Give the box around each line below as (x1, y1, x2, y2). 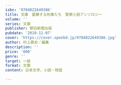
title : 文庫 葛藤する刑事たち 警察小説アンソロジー (5, 12, 103, 17)
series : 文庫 (5, 21, 31, 26)
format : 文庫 (5, 63, 31, 68)
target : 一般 (5, 58, 31, 63)
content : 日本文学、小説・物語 (5, 68, 63, 73)
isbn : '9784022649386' (5, 7, 52, 12)
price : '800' (5, 49, 32, 54)
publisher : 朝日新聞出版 (5, 26, 52, 31)
